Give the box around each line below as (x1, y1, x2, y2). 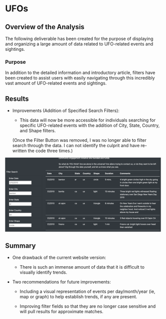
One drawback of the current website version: (12, 255, 106, 261)
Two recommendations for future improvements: (12, 279, 111, 285)
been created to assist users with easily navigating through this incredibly (5, 75, 155, 81)
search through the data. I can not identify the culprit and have (12, 143, 140, 149)
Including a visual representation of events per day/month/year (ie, (19, 288, 156, 294)
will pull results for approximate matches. (19, 309, 104, 315)
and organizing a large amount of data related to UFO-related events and (5, 41, 153, 47)
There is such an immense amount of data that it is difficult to (19, 264, 145, 270)
